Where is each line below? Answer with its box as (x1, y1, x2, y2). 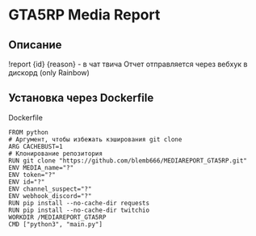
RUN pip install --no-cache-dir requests (8, 199, 150, 207)
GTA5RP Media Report (8, 6, 161, 24)
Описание (8, 38, 62, 52)
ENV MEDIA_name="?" (8, 163, 74, 171)
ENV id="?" (8, 178, 45, 186)
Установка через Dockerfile (8, 91, 154, 105)
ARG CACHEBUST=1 (8, 142, 63, 150)
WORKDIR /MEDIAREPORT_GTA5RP (8, 213, 107, 221)
